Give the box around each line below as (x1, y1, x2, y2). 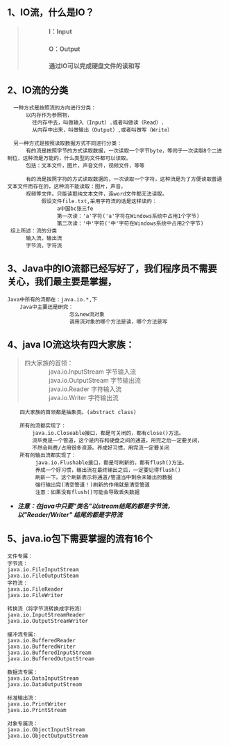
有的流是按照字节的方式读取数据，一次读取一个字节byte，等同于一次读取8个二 (25, 147, 217, 154)
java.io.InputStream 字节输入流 (48, 367, 137, 376)
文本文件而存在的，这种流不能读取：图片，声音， (7, 183, 126, 190)
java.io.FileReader (7, 586, 64, 593)
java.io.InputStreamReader (7, 612, 85, 619)
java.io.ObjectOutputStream (7, 733, 89, 740)
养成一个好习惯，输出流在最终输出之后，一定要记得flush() (35, 466, 181, 473)
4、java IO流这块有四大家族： (7, 339, 135, 351)
